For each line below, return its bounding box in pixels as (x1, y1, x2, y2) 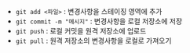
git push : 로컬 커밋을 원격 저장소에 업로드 (15, 26, 147, 35)
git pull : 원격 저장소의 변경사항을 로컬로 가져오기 (15, 36, 172, 45)
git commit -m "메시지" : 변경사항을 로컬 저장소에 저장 (15, 16, 183, 26)
